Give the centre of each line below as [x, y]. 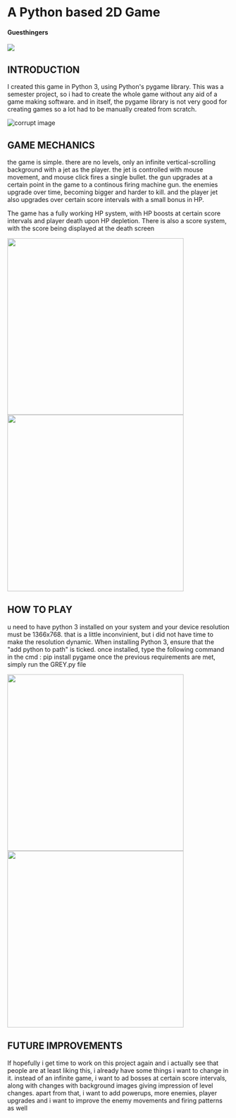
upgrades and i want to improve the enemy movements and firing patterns [115, 1100]
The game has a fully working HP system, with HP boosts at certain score [114, 213]
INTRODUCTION [44, 70]
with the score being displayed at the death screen [81, 228]
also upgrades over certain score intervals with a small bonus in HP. [106, 200]
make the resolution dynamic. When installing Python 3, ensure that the [111, 642]
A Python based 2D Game [84, 12]
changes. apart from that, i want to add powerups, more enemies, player [112, 1093]
